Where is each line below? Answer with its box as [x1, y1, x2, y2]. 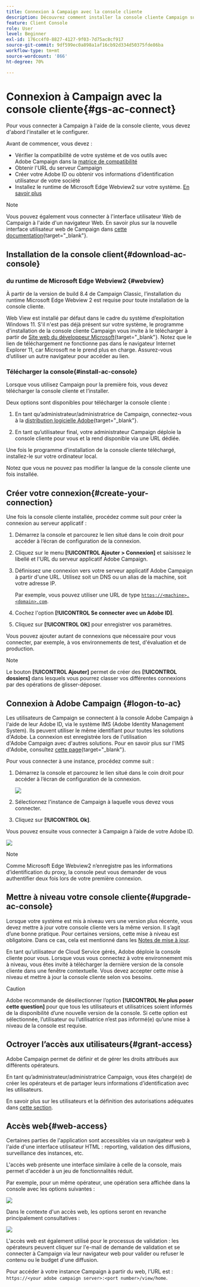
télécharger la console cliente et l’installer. [6, 387, 110, 395]
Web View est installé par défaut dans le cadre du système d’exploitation [6, 314, 185, 322]
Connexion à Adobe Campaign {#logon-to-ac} [6, 698, 182, 708]
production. [6, 645, 35, 652]
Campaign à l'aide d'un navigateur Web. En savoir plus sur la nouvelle [6, 219, 177, 227]
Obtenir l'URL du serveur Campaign [14, 164, 102, 172]
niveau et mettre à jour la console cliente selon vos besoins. [6, 973, 153, 980]
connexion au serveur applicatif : [6, 519, 87, 527]
